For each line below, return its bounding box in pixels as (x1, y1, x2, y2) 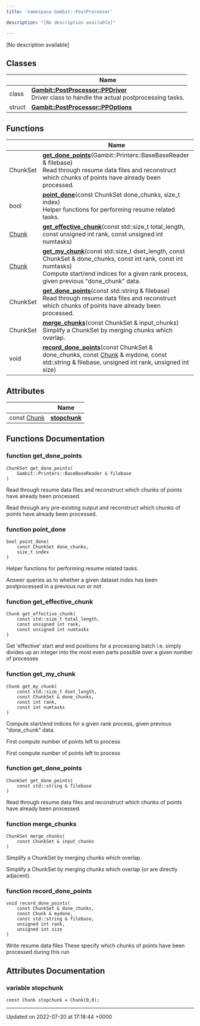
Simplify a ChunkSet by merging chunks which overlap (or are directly (6, 866, 178, 873)
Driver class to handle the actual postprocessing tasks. (31, 94, 185, 102)
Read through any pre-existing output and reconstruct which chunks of (6, 504, 180, 511)
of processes (6, 655, 39, 662)
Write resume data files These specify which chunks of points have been (6, 942, 185, 949)
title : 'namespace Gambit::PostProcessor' (6, 8, 113, 15)
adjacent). (6, 872, 31, 879)
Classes (6, 58, 37, 69)
